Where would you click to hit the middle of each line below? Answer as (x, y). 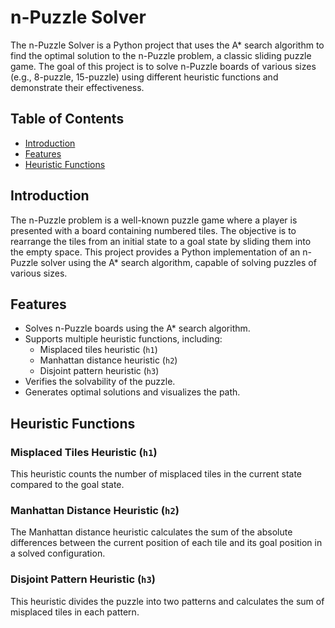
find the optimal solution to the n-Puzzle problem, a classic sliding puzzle (161, 55)
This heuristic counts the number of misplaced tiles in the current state (156, 474)
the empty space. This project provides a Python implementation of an (155, 252)
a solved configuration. (58, 553)
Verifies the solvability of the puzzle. (100, 382)
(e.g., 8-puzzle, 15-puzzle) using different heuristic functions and (144, 77)
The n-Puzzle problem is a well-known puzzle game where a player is (154, 220)
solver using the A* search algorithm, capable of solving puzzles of (178, 262)
